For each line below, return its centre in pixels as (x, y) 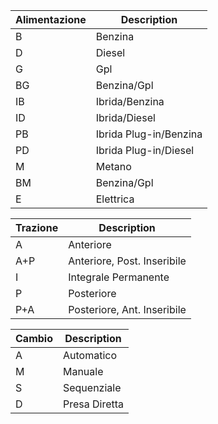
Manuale (83, 371)
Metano (113, 166)
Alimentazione (51, 19)
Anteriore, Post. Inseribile (127, 261)
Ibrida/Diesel (125, 117)
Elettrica (115, 199)
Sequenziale (92, 387)
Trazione (37, 227)
